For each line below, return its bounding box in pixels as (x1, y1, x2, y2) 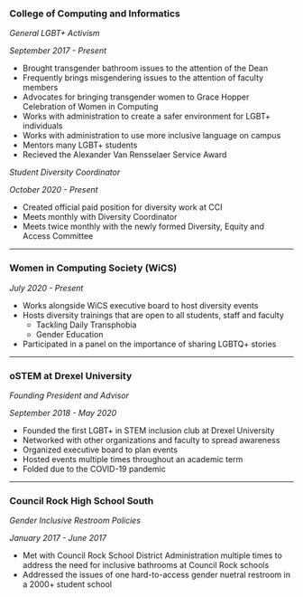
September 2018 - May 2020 (9, 407, 117, 418)
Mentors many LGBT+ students (22, 139, 138, 151)
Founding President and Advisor (9, 390, 129, 401)
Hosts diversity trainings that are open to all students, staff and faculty (22, 309, 284, 320)
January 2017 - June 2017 (9, 533, 106, 544)
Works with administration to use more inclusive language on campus (22, 130, 281, 141)
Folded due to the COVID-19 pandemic (22, 463, 167, 474)
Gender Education (35, 328, 104, 339)
